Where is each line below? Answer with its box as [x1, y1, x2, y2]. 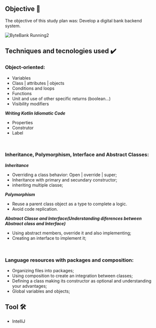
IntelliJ [12, 318, 26, 324]
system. [5, 23, 21, 29]
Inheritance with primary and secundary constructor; [12, 177, 117, 182]
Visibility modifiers [12, 100, 49, 107]
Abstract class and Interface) [5, 220, 66, 226]
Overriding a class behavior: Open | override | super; [12, 172, 117, 178]
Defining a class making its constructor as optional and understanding [12, 278, 152, 284]
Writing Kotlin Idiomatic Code [5, 110, 66, 116]
